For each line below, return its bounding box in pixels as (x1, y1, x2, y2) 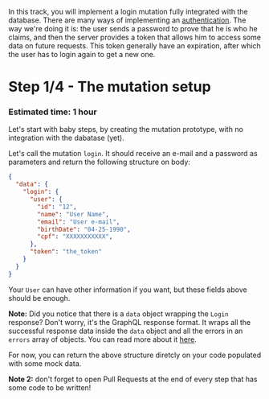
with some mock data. (8, 358, 82, 368)
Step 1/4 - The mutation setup (8, 78, 211, 96)
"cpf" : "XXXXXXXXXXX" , (37, 232, 113, 241)
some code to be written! (8, 382, 92, 393)
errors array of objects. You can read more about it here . (8, 334, 197, 344)
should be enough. (8, 293, 71, 302)
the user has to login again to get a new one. (8, 50, 156, 59)
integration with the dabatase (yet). (8, 133, 124, 143)
